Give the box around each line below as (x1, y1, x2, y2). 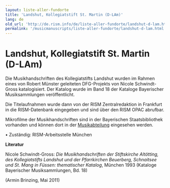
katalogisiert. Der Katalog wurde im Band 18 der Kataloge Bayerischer (18, 86, 164, 92)
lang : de (5, 17, 24, 22)
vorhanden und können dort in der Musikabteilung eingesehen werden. (5, 122, 153, 128)
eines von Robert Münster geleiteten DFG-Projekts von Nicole (5, 81, 134, 87)
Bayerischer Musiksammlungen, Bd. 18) (5, 167, 88, 173)
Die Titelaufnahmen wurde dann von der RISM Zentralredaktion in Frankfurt (5, 102, 162, 108)
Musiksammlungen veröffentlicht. (5, 91, 75, 98)
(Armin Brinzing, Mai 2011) (5, 177, 60, 183)
